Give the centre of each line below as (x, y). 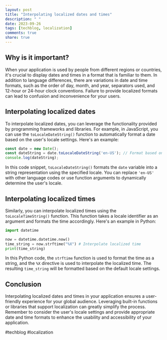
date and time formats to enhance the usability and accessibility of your (79, 317)
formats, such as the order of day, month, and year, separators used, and (80, 85)
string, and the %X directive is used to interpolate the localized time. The (78, 263)
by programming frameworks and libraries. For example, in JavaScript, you (82, 129)
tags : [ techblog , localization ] (39, 28)
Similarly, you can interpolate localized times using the (61, 211)
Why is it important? (37, 58)
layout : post (19, 10)
